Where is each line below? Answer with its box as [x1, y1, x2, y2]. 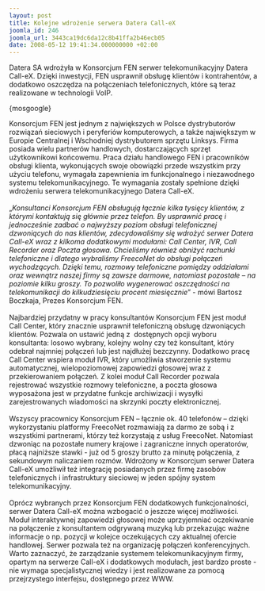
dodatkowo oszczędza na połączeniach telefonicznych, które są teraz [9, 80, 237, 90]
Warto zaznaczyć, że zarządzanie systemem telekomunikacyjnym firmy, [9, 549, 244, 558]
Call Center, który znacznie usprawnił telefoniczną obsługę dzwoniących [9, 321, 246, 331]
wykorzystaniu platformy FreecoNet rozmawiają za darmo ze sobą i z [9, 422, 235, 432]
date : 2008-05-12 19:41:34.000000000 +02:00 [9, 41, 158, 49]
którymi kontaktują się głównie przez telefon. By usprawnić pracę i [9, 212, 227, 221]
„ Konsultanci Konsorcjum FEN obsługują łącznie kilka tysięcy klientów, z [9, 203, 244, 213]
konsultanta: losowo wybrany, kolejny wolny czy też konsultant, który [9, 338, 235, 347]
